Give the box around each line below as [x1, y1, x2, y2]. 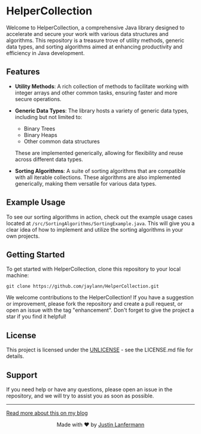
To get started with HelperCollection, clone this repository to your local [6, 265, 181, 273]
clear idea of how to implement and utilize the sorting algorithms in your [6, 226, 184, 233]
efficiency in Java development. [6, 49, 85, 56]
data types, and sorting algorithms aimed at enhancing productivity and [6, 43, 182, 50]
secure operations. [14, 95, 62, 102]
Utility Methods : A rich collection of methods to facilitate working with [14, 83, 189, 90]
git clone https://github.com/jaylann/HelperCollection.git [6, 283, 160, 290]
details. [6, 353, 25, 360]
